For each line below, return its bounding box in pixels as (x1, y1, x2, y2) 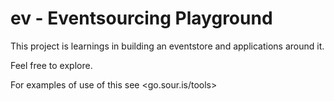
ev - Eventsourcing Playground (10, 7, 273, 30)
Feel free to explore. (10, 59, 93, 71)
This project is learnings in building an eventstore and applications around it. (10, 40, 325, 52)
